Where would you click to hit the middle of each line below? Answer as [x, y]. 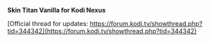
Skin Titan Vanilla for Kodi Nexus [57, 10]
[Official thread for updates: [48, 23]
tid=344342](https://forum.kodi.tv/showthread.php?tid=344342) [102, 31]
